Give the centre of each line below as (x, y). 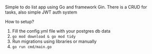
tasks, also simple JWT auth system (41, 12)
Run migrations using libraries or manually (54, 41)
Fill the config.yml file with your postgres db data (61, 31)
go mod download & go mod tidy (44, 36)
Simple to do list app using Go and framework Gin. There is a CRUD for (76, 7)
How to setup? (19, 22)
